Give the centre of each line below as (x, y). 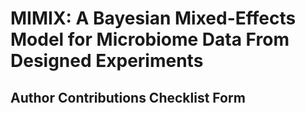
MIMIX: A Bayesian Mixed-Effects (153, 18)
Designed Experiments (107, 61)
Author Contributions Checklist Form (128, 97)
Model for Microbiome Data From (150, 39)
